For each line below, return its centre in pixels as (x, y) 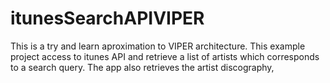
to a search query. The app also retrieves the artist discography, (142, 67)
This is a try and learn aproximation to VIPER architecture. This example (158, 46)
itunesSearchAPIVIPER (107, 18)
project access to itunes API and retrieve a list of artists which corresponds (165, 56)
